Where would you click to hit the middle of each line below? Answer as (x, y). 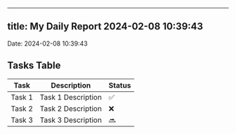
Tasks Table (34, 66)
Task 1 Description (71, 97)
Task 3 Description (71, 120)
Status (120, 85)
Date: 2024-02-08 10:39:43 (47, 43)
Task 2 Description (71, 108)
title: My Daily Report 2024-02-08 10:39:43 (105, 26)
